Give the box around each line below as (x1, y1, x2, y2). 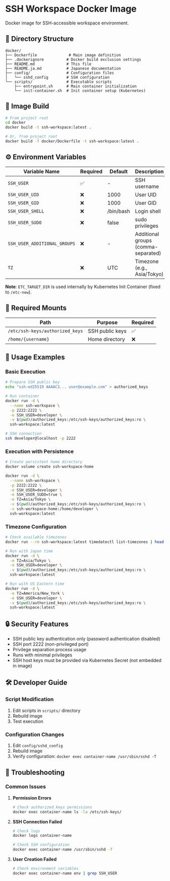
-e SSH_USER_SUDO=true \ (10, 492, 62, 497)
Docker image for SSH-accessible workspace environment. (5, 20, 129, 26)
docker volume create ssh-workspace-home (5, 464, 94, 469)
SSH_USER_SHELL (8, 208, 45, 214)
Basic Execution (5, 368, 46, 375)
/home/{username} (8, 336, 50, 342)
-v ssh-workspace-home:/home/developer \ (10, 506, 99, 511)
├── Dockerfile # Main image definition (5, 52, 121, 57)
